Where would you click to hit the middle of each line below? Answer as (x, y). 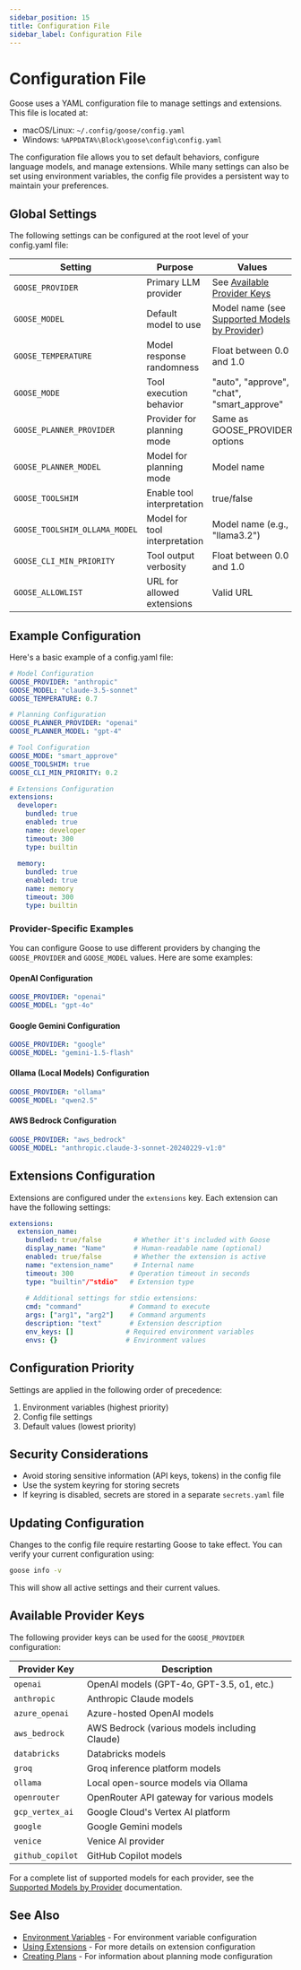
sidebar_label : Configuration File (76, 34)
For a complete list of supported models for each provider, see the (132, 1878)
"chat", (227, 393)
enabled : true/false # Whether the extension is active (146, 1257)
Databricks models (126, 1753)
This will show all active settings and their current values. (115, 1588)
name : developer (56, 830)
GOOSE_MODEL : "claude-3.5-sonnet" (74, 690)
